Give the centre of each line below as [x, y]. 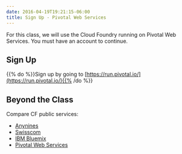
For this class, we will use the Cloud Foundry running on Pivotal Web [91, 34]
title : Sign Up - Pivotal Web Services [56, 17]
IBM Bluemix [30, 138]
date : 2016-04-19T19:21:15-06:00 [48, 12]
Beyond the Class [40, 100]
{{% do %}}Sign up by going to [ [47, 74]
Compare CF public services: [42, 114]
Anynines [27, 126]
